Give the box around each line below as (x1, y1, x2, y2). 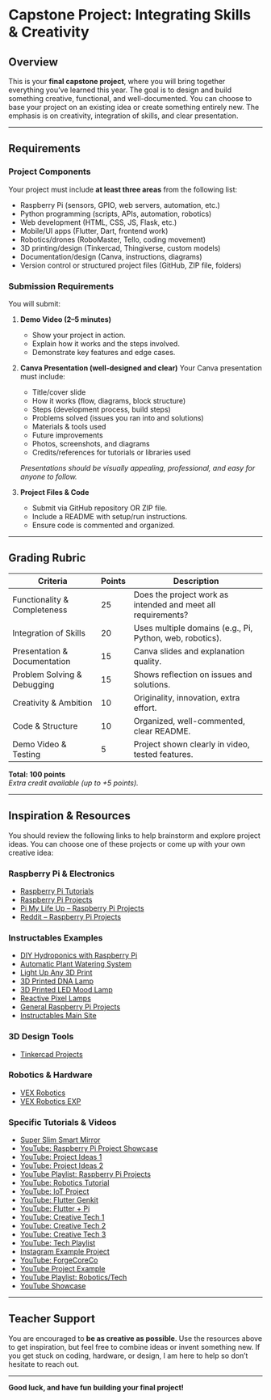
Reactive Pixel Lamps (19, 993, 91, 1004)
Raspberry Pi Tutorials (19, 886, 94, 895)
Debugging (12, 679, 55, 690)
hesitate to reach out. (8, 1359, 79, 1368)
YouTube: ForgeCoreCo (19, 1255, 98, 1265)
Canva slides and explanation (133, 645, 245, 657)
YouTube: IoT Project (19, 1186, 90, 1196)
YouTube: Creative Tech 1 (19, 1212, 105, 1222)
